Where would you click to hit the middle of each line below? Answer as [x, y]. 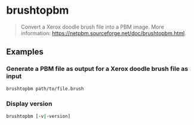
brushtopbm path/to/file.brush [45, 89]
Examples [25, 52]
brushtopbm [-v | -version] [38, 116]
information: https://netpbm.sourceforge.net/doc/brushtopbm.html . [103, 33]
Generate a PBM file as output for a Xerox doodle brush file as [97, 69]
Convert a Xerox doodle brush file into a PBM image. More [92, 27]
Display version [29, 104]
